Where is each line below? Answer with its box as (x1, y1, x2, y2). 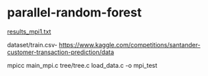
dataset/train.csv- (7, 40, 58, 49)
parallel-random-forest (7, 5, 142, 21)
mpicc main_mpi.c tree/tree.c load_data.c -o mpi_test (7, 61, 158, 69)
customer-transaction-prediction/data (7, 48, 115, 56)
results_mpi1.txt (7, 27, 51, 36)
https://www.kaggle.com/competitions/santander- (58, 40, 201, 49)
